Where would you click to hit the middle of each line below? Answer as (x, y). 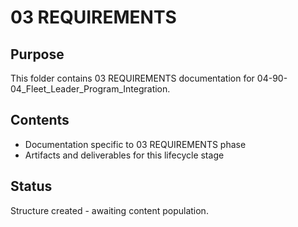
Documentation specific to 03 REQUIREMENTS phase (135, 144)
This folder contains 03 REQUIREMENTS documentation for (132, 78)
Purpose (37, 54)
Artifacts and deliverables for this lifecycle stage (124, 155)
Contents (40, 120)
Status (31, 186)
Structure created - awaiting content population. (109, 210)
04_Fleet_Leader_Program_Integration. (90, 89)
